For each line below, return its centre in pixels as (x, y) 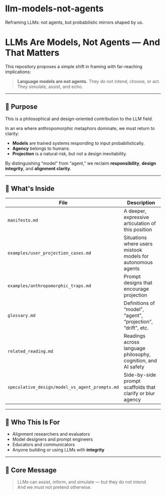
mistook (133, 250)
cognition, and (140, 360)
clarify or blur (139, 393)
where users (138, 244)
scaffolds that (140, 387)
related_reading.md (30, 351)
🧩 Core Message (31, 470)
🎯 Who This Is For (33, 422)
